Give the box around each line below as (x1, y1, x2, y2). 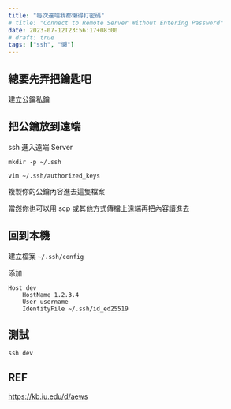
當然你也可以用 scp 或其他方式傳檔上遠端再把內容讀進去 (8, 203, 190, 213)
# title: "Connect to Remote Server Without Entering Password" (8, 19, 224, 27)
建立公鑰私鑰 (8, 94, 50, 103)
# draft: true (8, 33, 55, 42)
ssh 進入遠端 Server (8, 142, 73, 152)
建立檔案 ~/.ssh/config (8, 251, 84, 261)
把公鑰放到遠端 (8, 120, 81, 133)
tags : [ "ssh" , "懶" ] (8, 41, 75, 49)
